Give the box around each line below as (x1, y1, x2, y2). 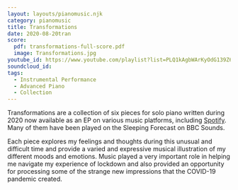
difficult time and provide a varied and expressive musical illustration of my (7, 145, 227, 153)
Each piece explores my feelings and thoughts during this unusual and (7, 137, 212, 146)
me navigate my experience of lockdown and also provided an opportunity (7, 160, 225, 168)
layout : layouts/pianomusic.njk (7, 10, 103, 18)
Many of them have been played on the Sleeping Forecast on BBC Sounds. (7, 124, 225, 132)
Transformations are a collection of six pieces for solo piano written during (7, 109, 225, 117)
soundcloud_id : (7, 63, 52, 70)
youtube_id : (7, 57, 42, 64)
